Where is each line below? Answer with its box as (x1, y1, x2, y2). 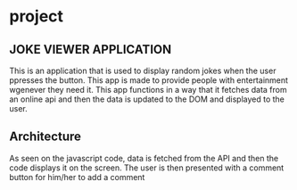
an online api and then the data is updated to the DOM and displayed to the (9, 94, 285, 104)
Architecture (9, 129, 82, 145)
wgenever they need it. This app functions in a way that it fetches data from (9, 85, 287, 95)
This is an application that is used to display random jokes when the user (9, 65, 276, 76)
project (9, 6, 64, 27)
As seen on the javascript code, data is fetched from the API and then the (9, 153, 279, 163)
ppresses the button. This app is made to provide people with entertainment (9, 75, 288, 86)
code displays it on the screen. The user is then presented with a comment (9, 162, 285, 173)
